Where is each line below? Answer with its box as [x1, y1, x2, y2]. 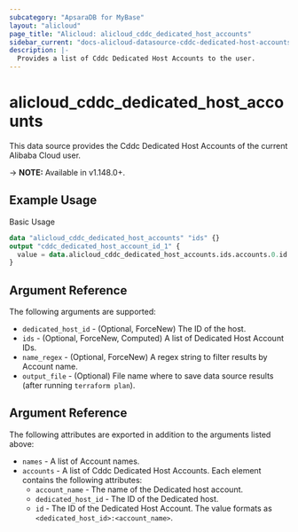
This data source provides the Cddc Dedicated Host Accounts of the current [9, 140, 288, 151]
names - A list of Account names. [21, 456, 140, 466]
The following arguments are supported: [9, 307, 157, 317]
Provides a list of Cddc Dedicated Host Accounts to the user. [17, 54, 255, 63]
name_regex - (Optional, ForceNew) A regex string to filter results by [21, 352, 268, 363]
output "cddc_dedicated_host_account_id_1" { [9, 241, 180, 251]
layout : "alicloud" [9, 21, 82, 30]
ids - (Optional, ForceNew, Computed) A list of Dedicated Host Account [21, 333, 284, 344]
